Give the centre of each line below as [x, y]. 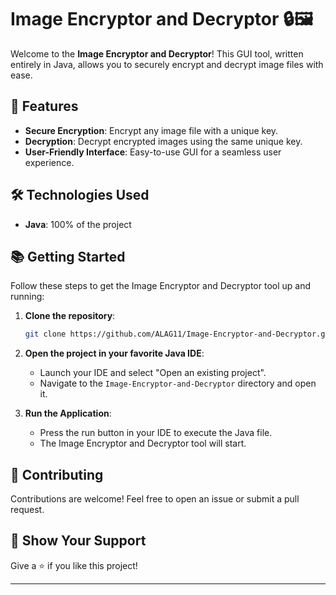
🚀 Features [44, 106]
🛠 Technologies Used [80, 195]
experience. [49, 162]
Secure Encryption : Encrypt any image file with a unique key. [151, 130]
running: [27, 297]
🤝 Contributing [57, 474]
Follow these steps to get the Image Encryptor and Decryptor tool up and [160, 286]
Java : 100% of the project [78, 224]
